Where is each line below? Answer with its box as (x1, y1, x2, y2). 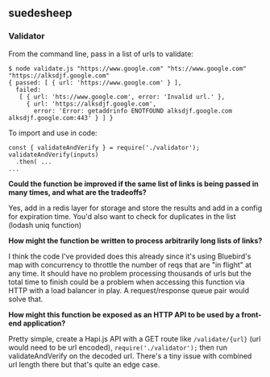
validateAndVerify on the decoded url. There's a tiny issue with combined (8, 350, 252, 361)
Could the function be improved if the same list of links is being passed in (8, 179, 260, 188)
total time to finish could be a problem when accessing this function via (8, 277, 246, 287)
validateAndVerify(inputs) (8, 151, 99, 159)
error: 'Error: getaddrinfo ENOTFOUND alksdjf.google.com (33, 106, 232, 115)
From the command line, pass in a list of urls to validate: (8, 48, 193, 59)
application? (23, 318, 66, 328)
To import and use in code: (8, 128, 98, 138)
